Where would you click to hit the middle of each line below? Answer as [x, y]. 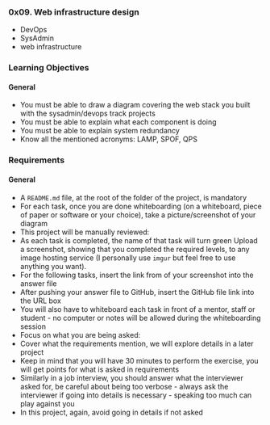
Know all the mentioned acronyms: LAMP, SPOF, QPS [108, 139]
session [33, 326]
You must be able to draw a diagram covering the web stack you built [135, 105]
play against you [47, 403]
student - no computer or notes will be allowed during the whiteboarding [140, 318]
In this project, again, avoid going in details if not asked [112, 412]
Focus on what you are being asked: [80, 335]
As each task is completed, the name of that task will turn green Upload [139, 240]
